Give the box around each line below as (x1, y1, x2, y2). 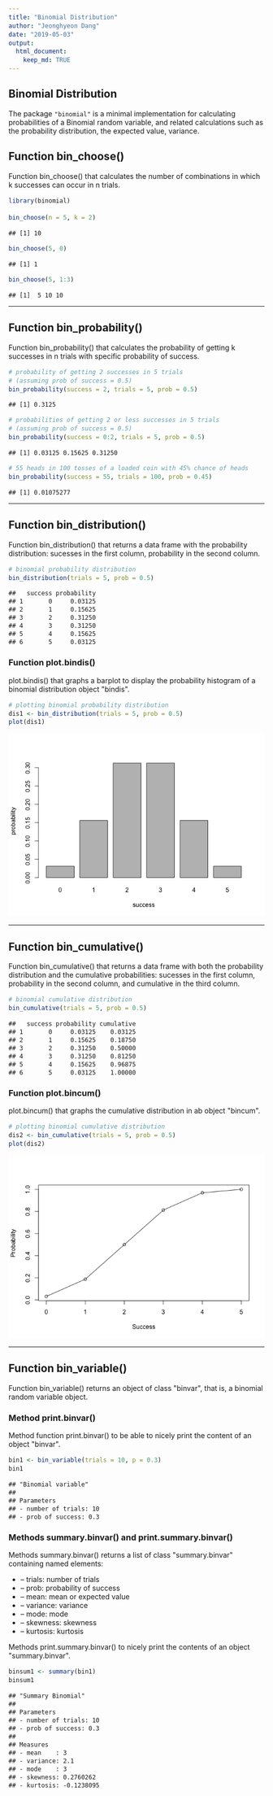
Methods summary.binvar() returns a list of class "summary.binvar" (8, 1550, 233, 1559)
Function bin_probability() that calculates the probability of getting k (8, 342, 236, 352)
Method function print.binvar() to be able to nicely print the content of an (8, 1430, 252, 1440)
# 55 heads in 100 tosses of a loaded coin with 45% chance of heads (8, 464, 249, 473)
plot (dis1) (8, 718, 45, 726)
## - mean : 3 (8, 1749, 67, 1757)
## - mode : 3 (8, 1765, 67, 1773)
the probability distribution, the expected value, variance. (8, 126, 200, 136)
